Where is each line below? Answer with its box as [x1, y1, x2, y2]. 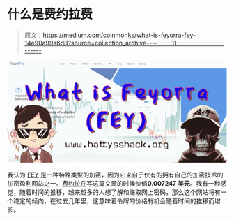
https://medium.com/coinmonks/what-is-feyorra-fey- [42, 31, 196, 39]
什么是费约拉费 [7, 6, 93, 22]
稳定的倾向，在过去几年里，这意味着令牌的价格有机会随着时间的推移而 [13, 197, 214, 205]
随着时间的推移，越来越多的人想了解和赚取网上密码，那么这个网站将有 [19, 188, 221, 196]
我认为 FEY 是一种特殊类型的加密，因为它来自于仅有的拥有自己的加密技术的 [7, 170, 224, 179]
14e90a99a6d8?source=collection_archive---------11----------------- [24, 38, 225, 47]
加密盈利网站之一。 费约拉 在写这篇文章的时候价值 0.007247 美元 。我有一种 [7, 179, 221, 188]
